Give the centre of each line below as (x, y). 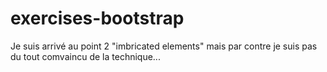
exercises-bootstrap (97, 18)
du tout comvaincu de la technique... (85, 56)
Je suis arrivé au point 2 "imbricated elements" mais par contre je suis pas (164, 46)
